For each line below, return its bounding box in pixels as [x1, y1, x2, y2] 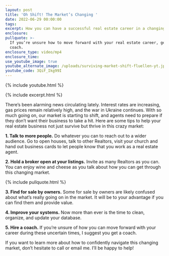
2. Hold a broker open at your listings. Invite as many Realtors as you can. [5, 159, 160, 164]
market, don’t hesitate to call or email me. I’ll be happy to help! [5, 245, 134, 251]
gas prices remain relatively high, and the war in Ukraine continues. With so [5, 107, 162, 113]
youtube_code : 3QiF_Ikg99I [5, 69, 62, 74]
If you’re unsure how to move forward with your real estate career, [10, 40, 158, 45]
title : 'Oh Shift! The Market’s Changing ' [5, 12, 98, 17]
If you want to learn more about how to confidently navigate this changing [5, 240, 158, 245]
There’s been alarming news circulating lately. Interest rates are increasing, [5, 102, 160, 107]
